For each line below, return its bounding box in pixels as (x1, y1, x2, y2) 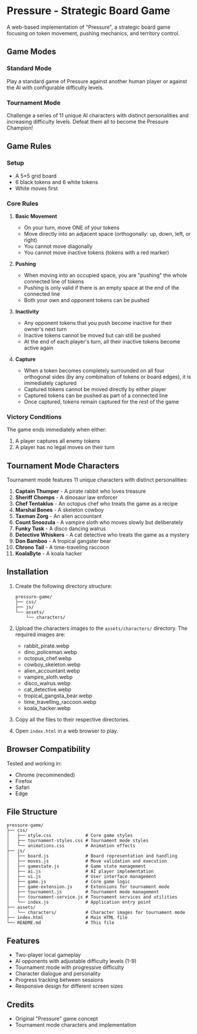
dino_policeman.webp (23, 648, 77, 655)
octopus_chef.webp (23, 655, 72, 662)
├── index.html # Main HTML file (6, 915, 128, 921)
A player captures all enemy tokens (15, 438, 101, 445)
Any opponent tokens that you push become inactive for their (23, 319, 172, 326)
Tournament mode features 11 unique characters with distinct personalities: (6, 476, 188, 483)
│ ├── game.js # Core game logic (6, 879, 131, 885)
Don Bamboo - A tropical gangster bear (15, 538, 111, 545)
